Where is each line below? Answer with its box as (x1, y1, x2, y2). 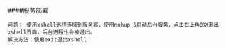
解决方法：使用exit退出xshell (7, 36, 87, 43)
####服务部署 (7, 6, 48, 14)
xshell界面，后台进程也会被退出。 (7, 29, 96, 36)
